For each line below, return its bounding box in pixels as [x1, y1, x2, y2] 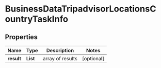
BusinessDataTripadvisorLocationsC [5, 3, 157, 14]
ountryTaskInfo [5, 14, 68, 25]
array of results [43, 55, 78, 62]
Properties [5, 33, 38, 41]
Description [46, 47, 74, 54]
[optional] [82, 55, 105, 62]
